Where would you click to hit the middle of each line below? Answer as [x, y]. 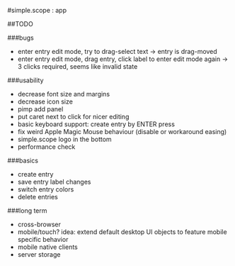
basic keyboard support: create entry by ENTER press [96, 124]
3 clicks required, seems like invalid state [78, 66]
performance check [46, 147]
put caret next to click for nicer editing [73, 117]
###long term [27, 211]
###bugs [21, 38]
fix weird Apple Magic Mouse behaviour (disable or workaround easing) [122, 132]
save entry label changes [54, 182]
